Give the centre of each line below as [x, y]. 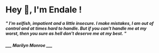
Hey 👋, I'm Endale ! [44, 10]
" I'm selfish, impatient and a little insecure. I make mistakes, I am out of [79, 23]
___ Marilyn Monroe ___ [29, 45]
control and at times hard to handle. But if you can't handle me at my [76, 28]
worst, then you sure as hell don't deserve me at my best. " [66, 33]
